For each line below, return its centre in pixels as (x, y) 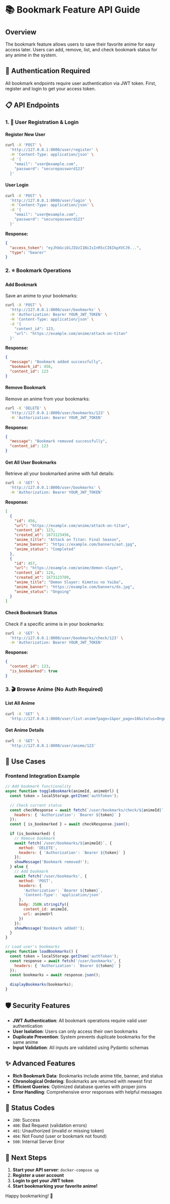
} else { (19, 867)
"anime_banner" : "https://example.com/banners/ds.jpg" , (75, 587)
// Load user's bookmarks (32, 947)
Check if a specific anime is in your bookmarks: (55, 624)
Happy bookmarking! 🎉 (29, 1196)
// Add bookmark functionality (38, 786)
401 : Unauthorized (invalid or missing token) (58, 1131)
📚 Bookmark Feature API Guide (73, 10)
